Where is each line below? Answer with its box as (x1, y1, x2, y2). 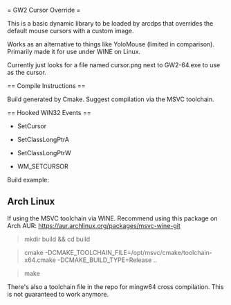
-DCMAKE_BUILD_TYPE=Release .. (57, 256, 157, 264)
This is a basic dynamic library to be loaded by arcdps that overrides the (7, 19, 214, 27)
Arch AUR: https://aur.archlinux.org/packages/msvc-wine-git (7, 221, 181, 229)
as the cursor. (7, 69, 46, 76)
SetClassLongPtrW (17, 149, 71, 157)
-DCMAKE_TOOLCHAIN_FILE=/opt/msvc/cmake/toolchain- (44, 248, 212, 256)
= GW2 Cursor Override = (7, 6, 81, 14)
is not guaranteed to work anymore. (7, 290, 109, 298)
